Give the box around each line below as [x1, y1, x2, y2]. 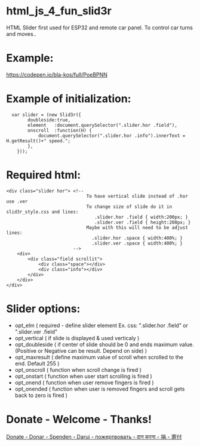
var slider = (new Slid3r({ [11, 112, 82, 118]
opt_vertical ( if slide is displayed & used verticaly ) [14, 334, 140, 341]
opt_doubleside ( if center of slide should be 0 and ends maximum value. [14, 341, 194, 348]
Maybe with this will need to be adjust [86, 224, 188, 231]
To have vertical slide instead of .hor [86, 193, 188, 199]
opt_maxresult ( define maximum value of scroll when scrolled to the [14, 353, 184, 361]
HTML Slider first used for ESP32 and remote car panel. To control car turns [6, 24, 193, 31]
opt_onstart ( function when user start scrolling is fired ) [14, 372, 152, 380]
